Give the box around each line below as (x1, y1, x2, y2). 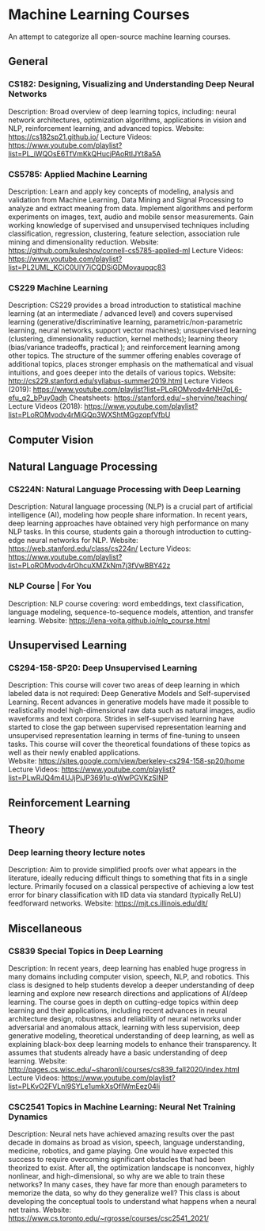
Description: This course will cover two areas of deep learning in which (8, 680, 240, 690)
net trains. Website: (8, 1205, 71, 1215)
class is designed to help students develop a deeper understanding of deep (8, 980, 255, 990)
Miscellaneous (8, 921, 82, 935)
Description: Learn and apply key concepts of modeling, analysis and (8, 187, 234, 196)
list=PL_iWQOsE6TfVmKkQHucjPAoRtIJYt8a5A (8, 148, 161, 158)
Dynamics (8, 1111, 48, 1122)
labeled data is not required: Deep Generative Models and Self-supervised (8, 689, 251, 698)
